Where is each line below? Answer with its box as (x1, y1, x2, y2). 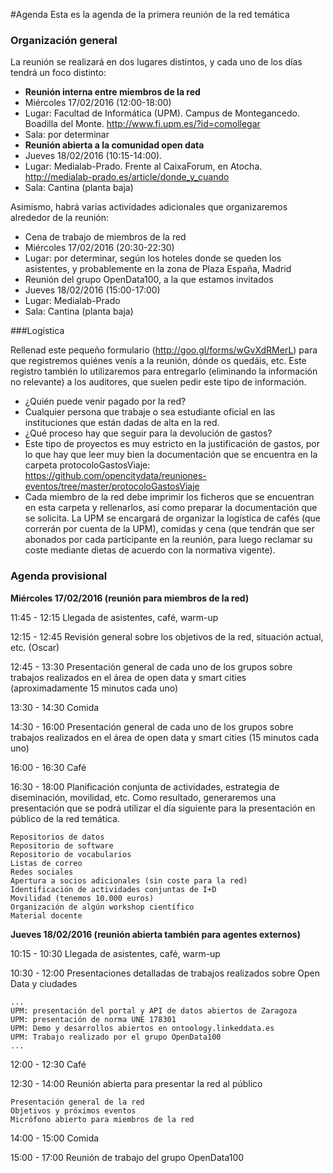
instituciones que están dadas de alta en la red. (24, 417, 220, 429)
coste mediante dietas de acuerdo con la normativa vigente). (24, 544, 276, 556)
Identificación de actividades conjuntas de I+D (10, 884, 217, 894)
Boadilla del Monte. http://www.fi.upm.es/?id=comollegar (24, 118, 261, 130)
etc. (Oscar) (10, 641, 60, 653)
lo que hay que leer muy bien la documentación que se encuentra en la (24, 449, 318, 461)
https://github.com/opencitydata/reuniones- (24, 470, 207, 482)
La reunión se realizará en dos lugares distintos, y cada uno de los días (10, 56, 303, 68)
